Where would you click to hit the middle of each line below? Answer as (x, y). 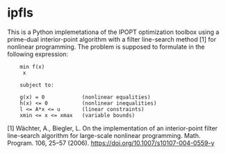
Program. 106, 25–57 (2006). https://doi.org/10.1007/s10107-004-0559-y (111, 143)
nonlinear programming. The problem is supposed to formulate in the (106, 46)
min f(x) (32, 67)
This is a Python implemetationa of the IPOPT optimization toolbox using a (113, 32)
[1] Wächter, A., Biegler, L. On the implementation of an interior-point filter (112, 128)
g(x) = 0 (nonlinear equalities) (85, 97)
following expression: (38, 54)
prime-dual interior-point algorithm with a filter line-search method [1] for (112, 39)
